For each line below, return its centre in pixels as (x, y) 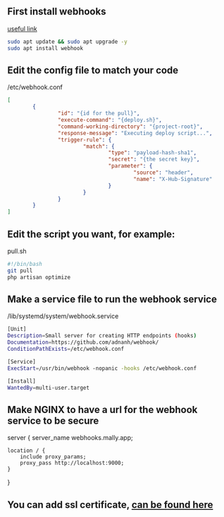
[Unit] (17, 329)
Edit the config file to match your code (93, 70)
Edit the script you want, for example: (91, 234)
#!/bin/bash (25, 264)
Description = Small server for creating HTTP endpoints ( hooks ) (102, 336)
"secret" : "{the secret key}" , (154, 159)
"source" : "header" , (163, 173)
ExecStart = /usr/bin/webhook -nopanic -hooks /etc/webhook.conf (102, 368)
